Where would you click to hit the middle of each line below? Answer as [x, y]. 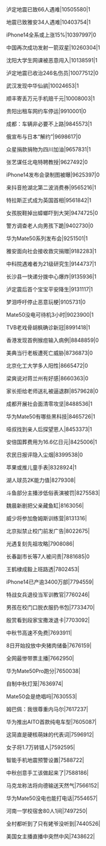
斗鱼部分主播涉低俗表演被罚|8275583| [53, 493]
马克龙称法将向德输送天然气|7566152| [53, 786]
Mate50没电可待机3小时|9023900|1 [50, 315]
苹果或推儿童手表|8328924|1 [41, 467]
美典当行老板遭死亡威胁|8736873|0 [49, 353]
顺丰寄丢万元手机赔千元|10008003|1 [51, 98]
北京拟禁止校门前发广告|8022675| [48, 531]
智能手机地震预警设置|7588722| [45, 760]
